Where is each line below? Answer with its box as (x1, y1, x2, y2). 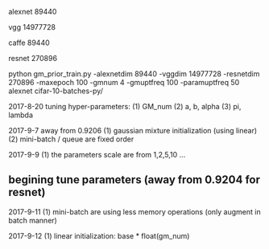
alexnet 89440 (8, 7, 57, 16)
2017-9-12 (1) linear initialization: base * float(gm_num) (8, 231, 190, 240)
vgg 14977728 (8, 22, 56, 31)
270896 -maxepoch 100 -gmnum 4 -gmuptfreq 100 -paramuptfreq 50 (8, 78, 240, 87)
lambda (8, 110, 34, 120)
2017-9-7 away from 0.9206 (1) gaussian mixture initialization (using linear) (8, 126, 258, 135)
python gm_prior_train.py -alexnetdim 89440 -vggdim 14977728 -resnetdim (8, 69, 260, 79)
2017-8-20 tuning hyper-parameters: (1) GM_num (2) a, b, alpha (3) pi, (8, 102, 242, 111)
